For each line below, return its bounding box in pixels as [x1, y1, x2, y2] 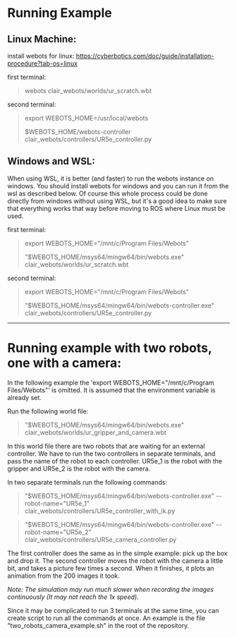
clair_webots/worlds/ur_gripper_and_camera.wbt [24, 428, 167, 437]
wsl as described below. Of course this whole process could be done [7, 189, 208, 198]
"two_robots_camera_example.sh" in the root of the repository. [7, 621, 190, 629]
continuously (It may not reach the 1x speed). [7, 593, 139, 601]
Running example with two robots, [7, 340, 212, 356]
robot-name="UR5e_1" [24, 499, 90, 507]
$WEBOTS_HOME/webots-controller [24, 128, 132, 135]
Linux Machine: [7, 33, 77, 45]
